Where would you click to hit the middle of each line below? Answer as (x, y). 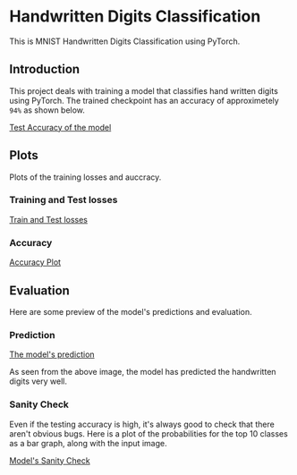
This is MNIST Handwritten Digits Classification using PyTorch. (125, 41)
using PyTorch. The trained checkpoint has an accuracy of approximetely (144, 100)
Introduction (45, 69)
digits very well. (38, 381)
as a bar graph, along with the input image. (88, 443)
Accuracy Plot (35, 262)
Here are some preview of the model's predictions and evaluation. (131, 311)
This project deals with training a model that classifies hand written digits (144, 90)
